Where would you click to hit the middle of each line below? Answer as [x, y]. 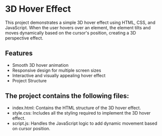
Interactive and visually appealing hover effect [59, 75]
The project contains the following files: [67, 96]
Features [19, 53]
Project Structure [29, 80]
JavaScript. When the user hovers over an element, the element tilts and [78, 27]
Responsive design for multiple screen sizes [57, 70]
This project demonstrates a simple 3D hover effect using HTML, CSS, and [80, 22]
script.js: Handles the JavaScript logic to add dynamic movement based [85, 123]
